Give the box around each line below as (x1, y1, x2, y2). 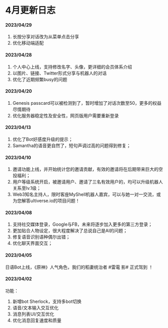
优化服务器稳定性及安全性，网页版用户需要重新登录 (12, 112, 119, 118)
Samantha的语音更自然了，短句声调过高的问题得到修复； (12, 143, 131, 149)
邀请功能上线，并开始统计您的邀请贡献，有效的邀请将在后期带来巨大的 (12, 166, 159, 172)
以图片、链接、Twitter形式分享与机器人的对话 (12, 70, 107, 76)
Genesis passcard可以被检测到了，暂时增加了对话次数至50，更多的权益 (12, 100, 162, 106)
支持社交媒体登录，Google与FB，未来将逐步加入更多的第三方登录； (12, 221, 153, 227)
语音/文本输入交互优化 (12, 304, 59, 310)
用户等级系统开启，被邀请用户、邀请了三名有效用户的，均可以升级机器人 (12, 179, 163, 185)
